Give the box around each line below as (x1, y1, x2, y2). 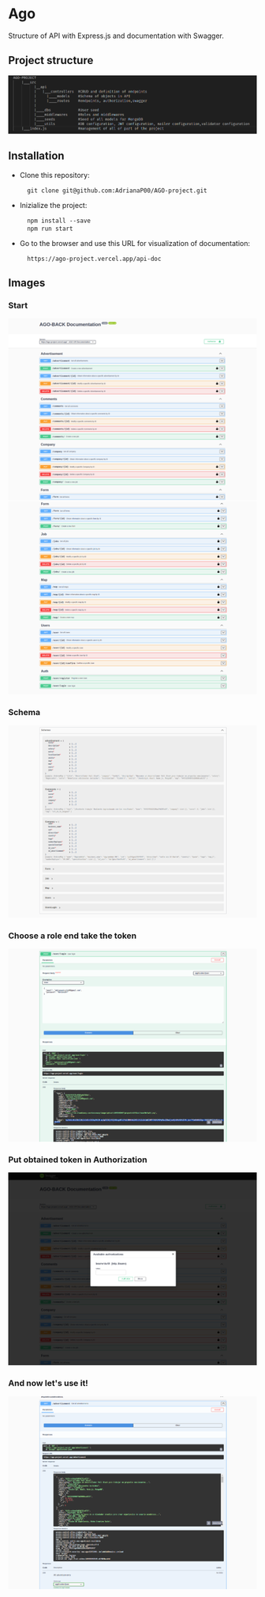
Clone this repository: (19, 170, 90, 180)
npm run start (27, 225, 73, 233)
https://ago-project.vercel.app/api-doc (27, 255, 162, 263)
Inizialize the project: (19, 200, 88, 210)
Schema (8, 706, 41, 717)
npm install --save (27, 217, 91, 225)
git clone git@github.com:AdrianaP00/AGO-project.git (27, 187, 207, 195)
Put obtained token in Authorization (8, 1154, 147, 1165)
